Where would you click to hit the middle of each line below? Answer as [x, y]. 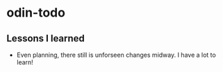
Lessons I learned [46, 38]
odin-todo [36, 13]
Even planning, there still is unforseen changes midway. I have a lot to [116, 55]
